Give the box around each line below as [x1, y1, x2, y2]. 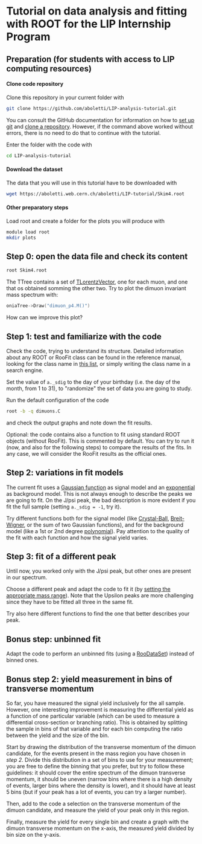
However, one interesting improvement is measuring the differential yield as [6, 706, 194, 713]
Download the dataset [6, 166, 63, 173]
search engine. [6, 366, 43, 374]
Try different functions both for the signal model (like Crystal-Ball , [6, 515, 169, 522]
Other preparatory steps [6, 204, 69, 211]
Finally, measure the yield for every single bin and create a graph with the [6, 818, 189, 826]
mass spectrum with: [6, 291, 58, 299]
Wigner [6, 521, 24, 528]
